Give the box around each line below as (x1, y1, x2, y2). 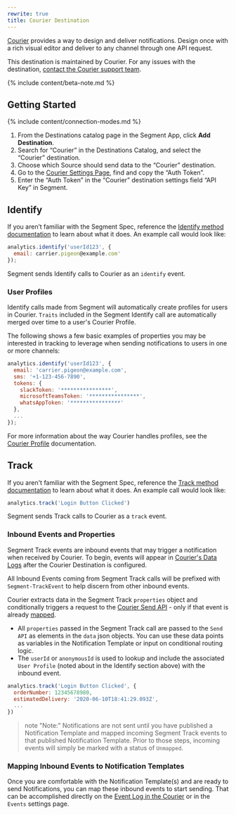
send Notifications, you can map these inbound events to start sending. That (7, 785, 229, 793)
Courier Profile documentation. (7, 439, 97, 448)
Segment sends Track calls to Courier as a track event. (7, 512, 167, 521)
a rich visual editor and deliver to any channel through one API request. (7, 44, 213, 52)
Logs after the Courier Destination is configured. (7, 560, 147, 569)
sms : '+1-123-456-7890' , (13, 373, 86, 380)
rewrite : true (7, 10, 49, 18)
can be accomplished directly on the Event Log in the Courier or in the (7, 792, 211, 801)
